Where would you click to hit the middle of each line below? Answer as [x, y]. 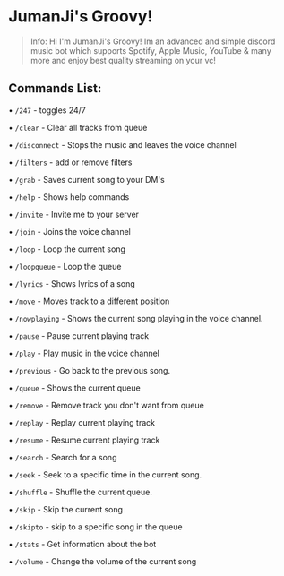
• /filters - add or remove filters [70, 162]
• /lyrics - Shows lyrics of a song [72, 283]
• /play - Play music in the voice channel [84, 353]
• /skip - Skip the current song [65, 509]
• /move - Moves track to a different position [89, 301]
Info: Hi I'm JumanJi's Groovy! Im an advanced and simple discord [153, 41]
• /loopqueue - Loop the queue [65, 266]
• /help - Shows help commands [69, 197]
